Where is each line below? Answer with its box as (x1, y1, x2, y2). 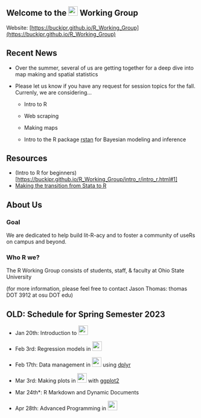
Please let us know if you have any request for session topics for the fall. (14, 82, 196, 90)
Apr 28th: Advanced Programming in (14, 405, 107, 412)
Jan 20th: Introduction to (14, 330, 77, 337)
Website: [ (6, 24, 32, 31)
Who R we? (6, 253, 40, 262)
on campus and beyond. (6, 238, 67, 245)
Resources (6, 153, 48, 164)
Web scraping (24, 112, 59, 119)
